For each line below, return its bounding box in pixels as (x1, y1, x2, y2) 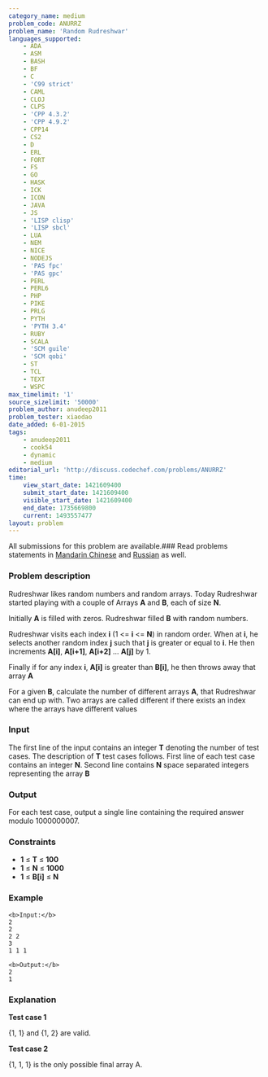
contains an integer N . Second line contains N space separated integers (8, 760, 249, 769)
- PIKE (23, 300, 45, 308)
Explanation (8, 994, 57, 1005)
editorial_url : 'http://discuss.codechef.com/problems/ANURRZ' (8, 466, 227, 475)
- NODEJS (23, 254, 53, 262)
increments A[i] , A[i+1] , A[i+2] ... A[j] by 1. (8, 646, 152, 656)
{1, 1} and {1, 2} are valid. (8, 1028, 91, 1038)
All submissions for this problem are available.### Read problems (8, 541, 228, 551)
